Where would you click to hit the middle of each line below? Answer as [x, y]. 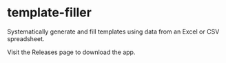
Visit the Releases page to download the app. [71, 52]
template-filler [49, 13]
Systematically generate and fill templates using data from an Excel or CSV [113, 32]
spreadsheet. [26, 38]
